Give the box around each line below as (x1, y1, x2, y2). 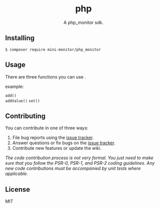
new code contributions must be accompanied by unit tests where (5, 165, 141, 172)
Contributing (5, 111, 46, 120)
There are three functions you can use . (5, 74, 86, 80)
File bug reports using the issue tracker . (12, 135, 94, 141)
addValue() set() (5, 98, 40, 104)
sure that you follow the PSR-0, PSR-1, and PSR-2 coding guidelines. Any (5, 160, 155, 166)
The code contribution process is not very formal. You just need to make (5, 155, 154, 161)
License (5, 185, 30, 194)
